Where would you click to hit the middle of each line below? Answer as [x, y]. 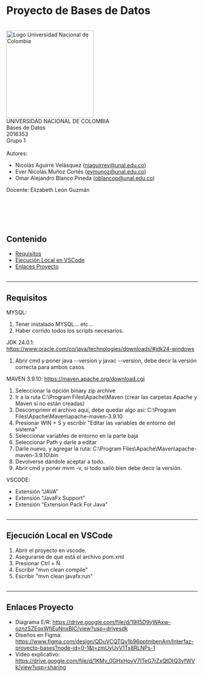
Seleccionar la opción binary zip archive [65, 390]
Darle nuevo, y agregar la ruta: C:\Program [68, 448]
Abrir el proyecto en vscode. [51, 550]
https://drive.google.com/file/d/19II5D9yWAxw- [112, 622]
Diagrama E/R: [33, 622]
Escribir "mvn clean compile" [51, 570]
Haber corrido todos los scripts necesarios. [69, 330]
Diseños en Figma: [38, 634]
